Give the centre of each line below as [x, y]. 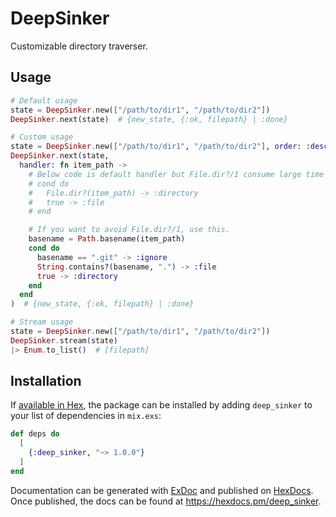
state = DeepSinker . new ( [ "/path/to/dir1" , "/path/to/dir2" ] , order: [156, 147]
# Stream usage [42, 322]
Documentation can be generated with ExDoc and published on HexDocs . [162, 490]
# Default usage [44, 100]
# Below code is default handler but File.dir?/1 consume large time [176, 174]
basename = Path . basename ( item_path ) [107, 239]
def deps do [35, 434]
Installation [46, 381]
